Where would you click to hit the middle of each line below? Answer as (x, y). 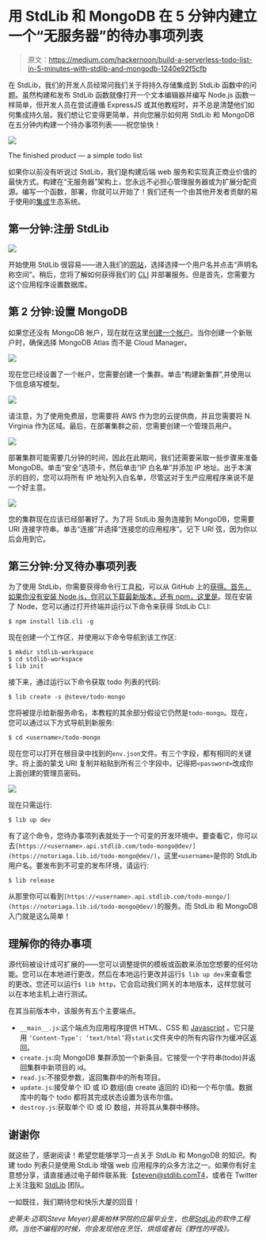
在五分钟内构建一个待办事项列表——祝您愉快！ (84, 125)
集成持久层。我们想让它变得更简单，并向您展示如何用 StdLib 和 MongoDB (135, 114)
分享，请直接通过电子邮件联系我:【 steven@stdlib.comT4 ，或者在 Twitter (140, 1175)
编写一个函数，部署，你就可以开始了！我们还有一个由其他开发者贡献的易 (140, 191)
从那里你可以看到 (36, 896)
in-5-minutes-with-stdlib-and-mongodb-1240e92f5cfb (117, 68)
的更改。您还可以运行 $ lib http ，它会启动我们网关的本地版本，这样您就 (127, 984)
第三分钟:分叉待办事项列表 (72, 566)
